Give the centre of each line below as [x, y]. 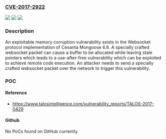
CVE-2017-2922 [25, 7]
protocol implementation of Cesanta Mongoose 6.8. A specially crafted [77, 47]
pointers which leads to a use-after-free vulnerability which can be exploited [83, 57]
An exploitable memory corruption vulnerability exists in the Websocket [78, 42]
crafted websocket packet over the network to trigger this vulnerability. [78, 68]
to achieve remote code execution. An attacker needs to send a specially [79, 63]
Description [20, 31]
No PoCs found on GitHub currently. [42, 131]
